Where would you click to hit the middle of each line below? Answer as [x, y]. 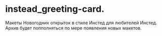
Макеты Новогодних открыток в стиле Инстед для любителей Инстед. [81, 23]
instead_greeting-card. [55, 9]
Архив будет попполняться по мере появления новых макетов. [74, 28]
